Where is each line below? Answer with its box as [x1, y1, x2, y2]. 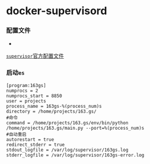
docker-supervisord [6, 4, 107, 18]
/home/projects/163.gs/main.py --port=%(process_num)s [6, 125, 145, 131]
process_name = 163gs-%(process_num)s [6, 103, 102, 109]
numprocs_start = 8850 [6, 93, 62, 99]
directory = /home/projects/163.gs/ [6, 108, 97, 114]
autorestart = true [6, 136, 55, 143]
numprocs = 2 [6, 88, 39, 94]
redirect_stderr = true [6, 142, 65, 147]
